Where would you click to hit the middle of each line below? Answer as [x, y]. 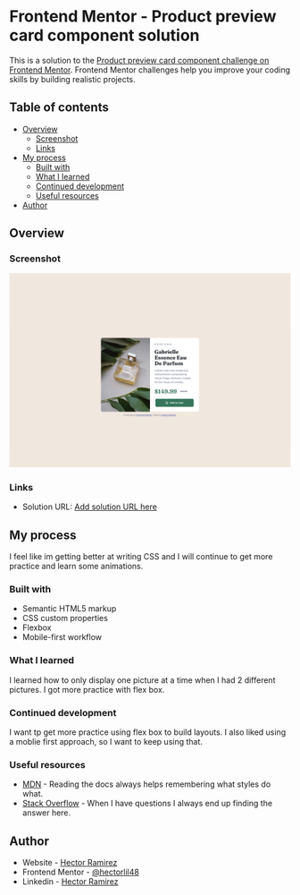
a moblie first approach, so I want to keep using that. [106, 741]
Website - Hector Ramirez [70, 863]
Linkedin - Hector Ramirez [70, 882]
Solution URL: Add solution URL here [90, 507]
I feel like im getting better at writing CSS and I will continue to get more [141, 557]
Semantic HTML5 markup [69, 609]
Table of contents [59, 108]
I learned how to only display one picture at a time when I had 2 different [142, 680]
